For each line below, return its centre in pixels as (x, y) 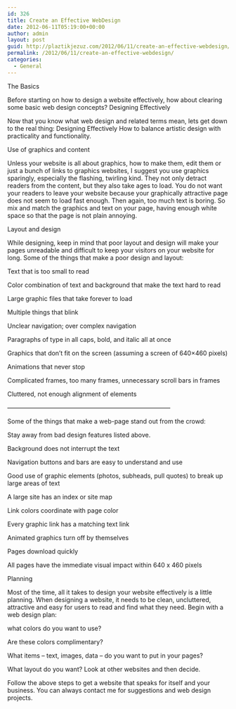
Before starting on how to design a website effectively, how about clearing (115, 100)
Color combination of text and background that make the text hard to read (114, 285)
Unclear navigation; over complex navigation (72, 326)
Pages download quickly (43, 551)
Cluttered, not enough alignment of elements (72, 394)
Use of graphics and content (48, 149)
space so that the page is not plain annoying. (72, 215)
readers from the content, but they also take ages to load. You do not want (115, 185)
